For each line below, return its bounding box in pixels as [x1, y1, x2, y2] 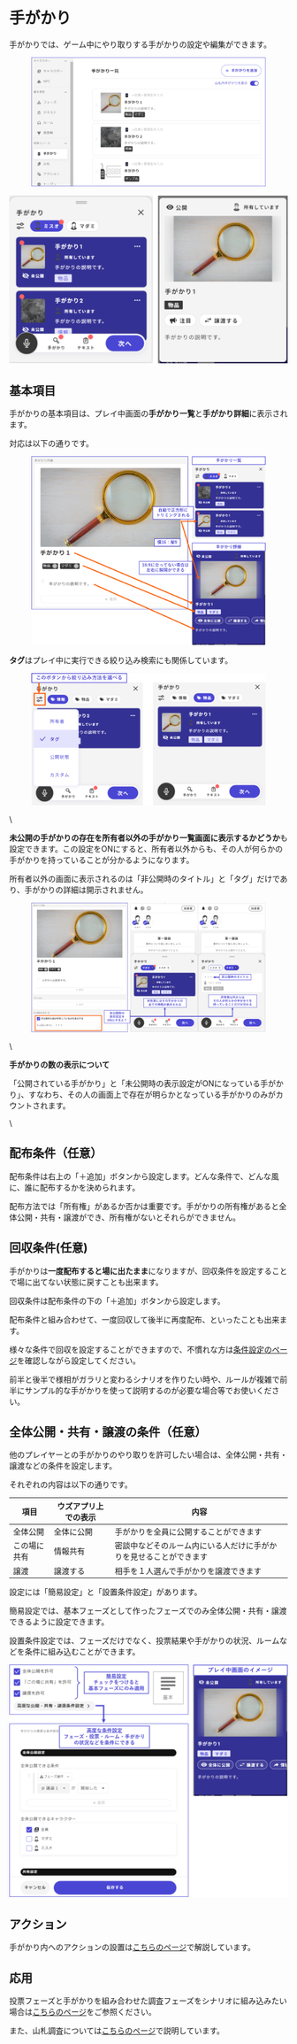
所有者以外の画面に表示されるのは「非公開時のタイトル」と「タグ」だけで [9, 873, 280, 883]
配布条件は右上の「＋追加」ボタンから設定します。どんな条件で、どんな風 [9, 1170, 280, 1182]
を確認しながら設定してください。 [17, 1355, 141, 1366]
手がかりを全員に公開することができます [114, 1526, 263, 1537]
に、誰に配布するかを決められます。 [9, 1182, 141, 1192]
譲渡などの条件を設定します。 [9, 1461, 118, 1471]
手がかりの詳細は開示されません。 [24, 884, 148, 895]
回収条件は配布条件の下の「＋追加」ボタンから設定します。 [9, 1295, 225, 1306]
